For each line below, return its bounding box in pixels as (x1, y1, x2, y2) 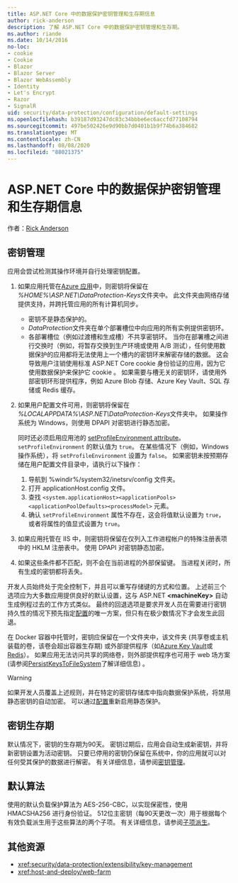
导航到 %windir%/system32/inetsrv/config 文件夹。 (28, 475, 179, 483)
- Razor (7, 96, 30, 103)
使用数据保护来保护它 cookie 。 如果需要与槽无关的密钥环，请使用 (28, 368, 221, 376)
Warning (7, 673, 32, 682)
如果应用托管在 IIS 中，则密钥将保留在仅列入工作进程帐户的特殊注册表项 (17, 534, 228, 543)
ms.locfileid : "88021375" (7, 149, 84, 156)
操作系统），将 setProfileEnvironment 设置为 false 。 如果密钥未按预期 (17, 451, 222, 459)
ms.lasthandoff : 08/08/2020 (7, 142, 91, 150)
